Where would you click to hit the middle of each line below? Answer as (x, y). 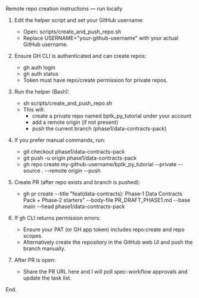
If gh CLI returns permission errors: (57, 218)
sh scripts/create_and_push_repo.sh (68, 103)
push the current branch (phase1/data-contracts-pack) (99, 128)
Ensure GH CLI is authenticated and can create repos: (80, 56)
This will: (34, 109)
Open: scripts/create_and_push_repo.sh (72, 32)
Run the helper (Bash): (42, 91)
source (32, 170)
